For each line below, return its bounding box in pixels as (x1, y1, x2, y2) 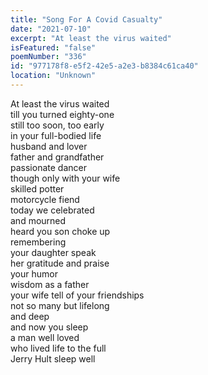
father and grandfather (10, 151, 105, 163)
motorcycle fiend (10, 193, 80, 205)
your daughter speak (10, 246, 97, 258)
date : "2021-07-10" (10, 24, 92, 34)
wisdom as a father (10, 278, 90, 290)
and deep (10, 310, 50, 322)
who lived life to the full (10, 342, 107, 354)
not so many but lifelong (10, 299, 110, 311)
